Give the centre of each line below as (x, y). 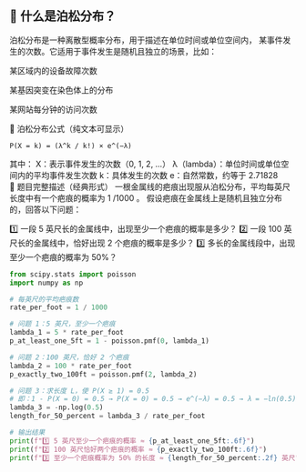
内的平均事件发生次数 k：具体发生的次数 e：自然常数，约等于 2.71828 (148, 175)
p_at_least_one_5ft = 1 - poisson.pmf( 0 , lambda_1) (109, 341)
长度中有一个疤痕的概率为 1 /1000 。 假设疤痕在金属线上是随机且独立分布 (146, 197)
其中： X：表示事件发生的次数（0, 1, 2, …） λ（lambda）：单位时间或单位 (145, 164)
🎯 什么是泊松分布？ (63, 16)
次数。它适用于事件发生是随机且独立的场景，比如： (121, 51)
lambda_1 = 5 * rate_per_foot (67, 333)
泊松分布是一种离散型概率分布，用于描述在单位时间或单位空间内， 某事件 (146, 40)
